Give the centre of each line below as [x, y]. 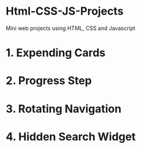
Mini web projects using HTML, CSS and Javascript [71, 28]
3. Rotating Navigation [64, 109]
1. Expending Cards [56, 53]
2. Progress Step [49, 81]
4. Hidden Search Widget [71, 136]
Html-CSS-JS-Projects [65, 11]
